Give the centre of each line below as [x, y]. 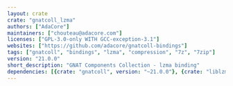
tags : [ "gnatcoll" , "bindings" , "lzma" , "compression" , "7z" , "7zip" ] [111, 53]
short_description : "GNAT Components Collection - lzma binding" [103, 65]
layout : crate [28, 14]
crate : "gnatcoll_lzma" [42, 20]
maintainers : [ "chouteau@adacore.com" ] [65, 33]
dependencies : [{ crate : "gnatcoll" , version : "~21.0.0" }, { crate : [105, 71]
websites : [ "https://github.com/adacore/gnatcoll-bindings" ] [97, 46]
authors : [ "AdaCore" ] [38, 26]
